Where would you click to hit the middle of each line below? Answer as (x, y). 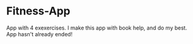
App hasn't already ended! (39, 34)
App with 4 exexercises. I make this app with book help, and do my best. (97, 28)
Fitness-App (39, 11)
